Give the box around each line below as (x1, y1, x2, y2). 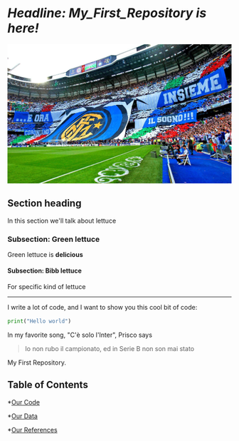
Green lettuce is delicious (7, 250, 83, 258)
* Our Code (7, 397, 41, 406)
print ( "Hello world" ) (7, 318, 72, 325)
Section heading (7, 198, 82, 210)
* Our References (7, 425, 58, 434)
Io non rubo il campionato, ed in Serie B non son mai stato (24, 344, 194, 353)
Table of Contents (7, 379, 89, 391)
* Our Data (7, 412, 38, 420)
